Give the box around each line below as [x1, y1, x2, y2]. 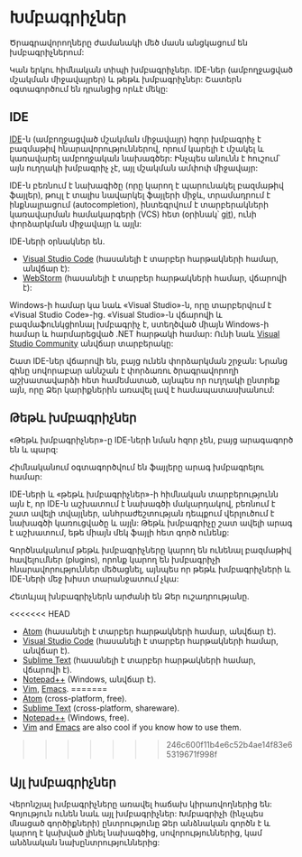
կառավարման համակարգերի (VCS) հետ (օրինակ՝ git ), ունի [9, 209, 257, 219]
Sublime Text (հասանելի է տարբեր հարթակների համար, [22, 654, 256, 666]
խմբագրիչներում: [9, 46, 85, 57]
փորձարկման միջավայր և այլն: [9, 218, 142, 228]
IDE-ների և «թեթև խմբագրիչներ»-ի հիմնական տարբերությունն [9, 489, 279, 499]
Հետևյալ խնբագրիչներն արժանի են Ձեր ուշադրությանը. [9, 591, 250, 601]
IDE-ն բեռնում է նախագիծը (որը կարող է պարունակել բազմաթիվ [9, 180, 284, 191]
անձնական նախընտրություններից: [9, 837, 160, 848]
